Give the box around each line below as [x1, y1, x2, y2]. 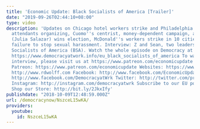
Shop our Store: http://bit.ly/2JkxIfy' [11, 86, 113, 92]
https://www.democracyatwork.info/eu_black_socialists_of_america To [11, 53, 187, 59]
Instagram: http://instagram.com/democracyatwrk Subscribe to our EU [11, 81, 187, 87]
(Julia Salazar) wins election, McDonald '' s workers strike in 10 [11, 36, 180, 42]
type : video [6, 20, 36, 26]
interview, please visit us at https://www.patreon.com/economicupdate [11, 58, 193, 64]
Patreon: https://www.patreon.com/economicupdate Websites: [11, 64, 164, 70]
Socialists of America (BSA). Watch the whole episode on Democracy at [11, 48, 193, 54]
